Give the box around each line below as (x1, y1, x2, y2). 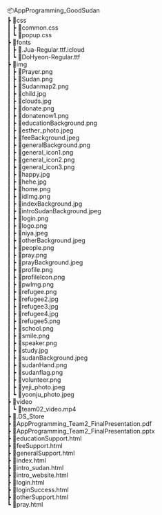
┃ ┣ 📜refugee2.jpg (7, 295, 59, 303)
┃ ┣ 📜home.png (7, 185, 51, 193)
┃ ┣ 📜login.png (7, 214, 49, 222)
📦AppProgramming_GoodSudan (7, 6, 100, 14)
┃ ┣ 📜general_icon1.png (7, 148, 74, 156)
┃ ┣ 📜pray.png (7, 251, 48, 259)
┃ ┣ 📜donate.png (7, 104, 55, 113)
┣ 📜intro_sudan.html (7, 464, 64, 472)
